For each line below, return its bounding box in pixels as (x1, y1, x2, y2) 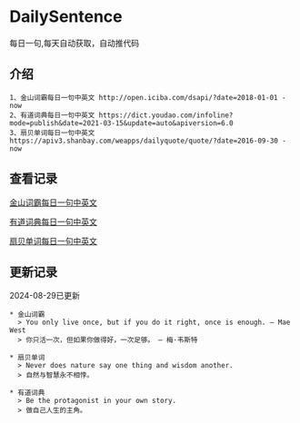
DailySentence (9, 6, 123, 27)
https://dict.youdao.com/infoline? (98, 111, 234, 120)
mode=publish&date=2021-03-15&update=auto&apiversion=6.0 (9, 118, 234, 128)
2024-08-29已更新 (9, 290, 80, 301)
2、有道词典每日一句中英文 (9, 111, 95, 120)
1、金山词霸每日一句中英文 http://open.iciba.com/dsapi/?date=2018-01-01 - (9, 93, 286, 102)
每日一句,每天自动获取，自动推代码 (9, 37, 140, 48)
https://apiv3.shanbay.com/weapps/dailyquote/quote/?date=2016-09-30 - (9, 136, 286, 145)
